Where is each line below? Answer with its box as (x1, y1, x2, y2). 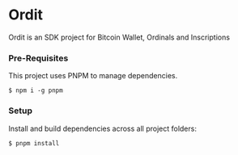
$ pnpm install (8, 139, 60, 147)
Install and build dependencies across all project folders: (8, 124, 197, 133)
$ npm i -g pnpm (8, 86, 63, 94)
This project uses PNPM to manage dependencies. (8, 71, 178, 81)
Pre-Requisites (8, 52, 69, 64)
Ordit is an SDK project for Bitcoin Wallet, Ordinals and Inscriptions (8, 32, 231, 42)
